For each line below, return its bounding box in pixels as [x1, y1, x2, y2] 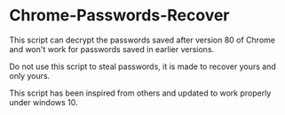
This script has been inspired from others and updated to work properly [9, 88, 272, 98]
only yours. [9, 70, 51, 80]
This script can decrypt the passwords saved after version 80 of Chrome [9, 34, 275, 45]
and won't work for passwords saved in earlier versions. [9, 43, 215, 54]
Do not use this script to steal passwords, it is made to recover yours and [9, 61, 277, 72]
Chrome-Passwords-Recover [9, 5, 230, 26]
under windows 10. [9, 96, 78, 107]
